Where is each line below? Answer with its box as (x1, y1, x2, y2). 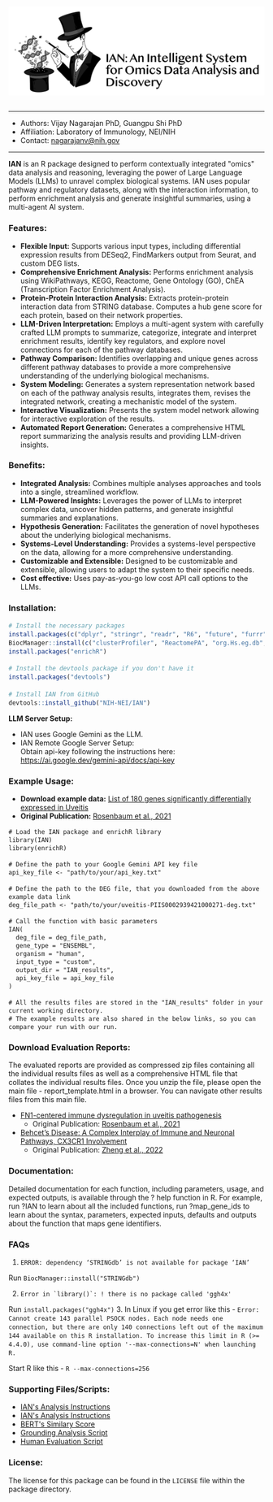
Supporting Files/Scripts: (8, 1383, 110, 1395)
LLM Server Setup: (8, 714, 73, 723)
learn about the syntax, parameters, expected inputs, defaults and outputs (8, 1209, 258, 1219)
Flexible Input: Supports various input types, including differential (19, 241, 241, 250)
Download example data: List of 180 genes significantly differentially (19, 794, 252, 804)
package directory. (8, 1484, 71, 1494)
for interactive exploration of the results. (19, 414, 155, 423)
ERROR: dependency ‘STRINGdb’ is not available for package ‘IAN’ (19, 1259, 250, 1267)
